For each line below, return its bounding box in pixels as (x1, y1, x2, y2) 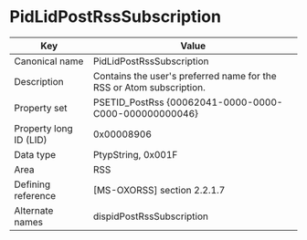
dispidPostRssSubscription (92, 210, 208, 223)
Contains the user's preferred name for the (92, 69, 277, 82)
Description (14, 75, 64, 88)
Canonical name (14, 55, 84, 68)
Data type (14, 148, 57, 161)
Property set (14, 101, 68, 114)
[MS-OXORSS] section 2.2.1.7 (92, 183, 226, 196)
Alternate (14, 203, 54, 216)
